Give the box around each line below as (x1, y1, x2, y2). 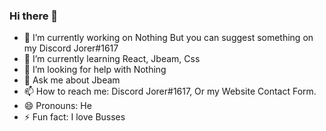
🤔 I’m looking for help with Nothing (23, 64, 167, 76)
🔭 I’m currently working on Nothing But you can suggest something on (23, 32, 314, 44)
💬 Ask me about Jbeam (23, 74, 121, 86)
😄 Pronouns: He (23, 100, 92, 112)
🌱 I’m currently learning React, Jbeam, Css (23, 53, 201, 65)
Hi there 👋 (9, 9, 59, 23)
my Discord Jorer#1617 (23, 42, 119, 54)
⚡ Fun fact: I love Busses (23, 111, 126, 123)
